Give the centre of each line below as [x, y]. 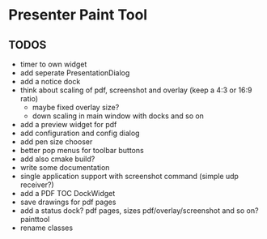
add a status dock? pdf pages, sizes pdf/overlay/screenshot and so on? [139, 211]
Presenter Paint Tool [78, 15]
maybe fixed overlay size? [76, 107]
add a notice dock [50, 81]
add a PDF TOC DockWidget [68, 193]
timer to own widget [53, 64]
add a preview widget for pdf [68, 124]
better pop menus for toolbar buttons [82, 150]
